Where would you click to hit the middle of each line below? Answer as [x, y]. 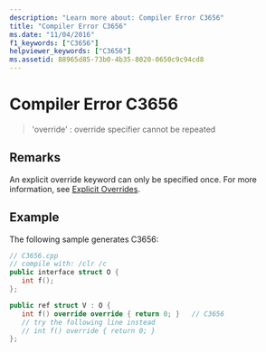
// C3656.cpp [34, 255]
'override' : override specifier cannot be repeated [123, 129]
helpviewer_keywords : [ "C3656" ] [70, 51]
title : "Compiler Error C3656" [68, 26]
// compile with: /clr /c [58, 264]
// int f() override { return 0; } [88, 330]
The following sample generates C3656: [84, 239]
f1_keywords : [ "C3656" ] [54, 43]
